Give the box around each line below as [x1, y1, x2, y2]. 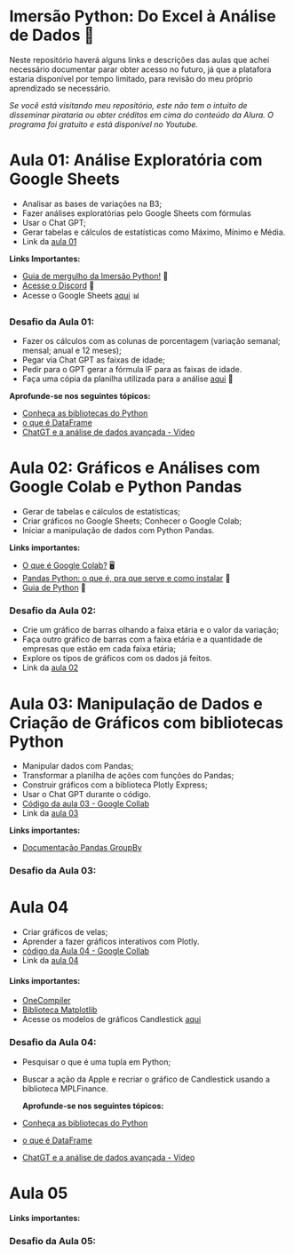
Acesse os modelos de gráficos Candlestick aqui [21, 1014, 202, 1025]
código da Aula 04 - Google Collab [21, 946, 149, 956]
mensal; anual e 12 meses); [21, 345, 122, 356]
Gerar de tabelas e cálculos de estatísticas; [21, 507, 180, 517]
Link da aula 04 [21, 955, 79, 966]
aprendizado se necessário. [9, 83, 111, 93]
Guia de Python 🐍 [21, 582, 87, 593]
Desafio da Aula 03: [9, 865, 97, 877]
